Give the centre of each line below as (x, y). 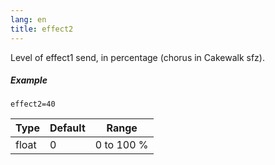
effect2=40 (33, 104)
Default (67, 128)
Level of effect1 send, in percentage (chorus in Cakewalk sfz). (137, 57)
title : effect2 (42, 29)
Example (29, 80)
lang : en (28, 19)
